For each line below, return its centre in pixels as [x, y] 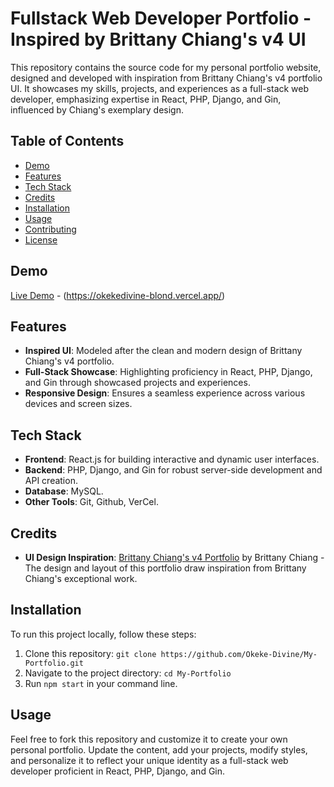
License [41, 239]
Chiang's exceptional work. [81, 578]
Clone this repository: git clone [90, 653]
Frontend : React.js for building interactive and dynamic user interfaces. [172, 459]
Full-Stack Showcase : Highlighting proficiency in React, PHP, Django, [168, 372]
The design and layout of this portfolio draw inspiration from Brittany [165, 568]
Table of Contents [67, 141]
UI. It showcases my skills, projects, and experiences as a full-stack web [160, 88]
